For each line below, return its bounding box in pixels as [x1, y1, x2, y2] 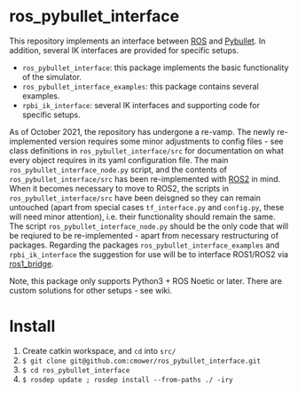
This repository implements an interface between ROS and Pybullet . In [9, 35, 266, 46]
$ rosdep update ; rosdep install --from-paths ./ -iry [21, 375, 233, 384]
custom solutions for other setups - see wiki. [9, 285, 173, 295]
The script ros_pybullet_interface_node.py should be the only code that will [9, 220, 289, 232]
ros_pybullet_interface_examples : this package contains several [21, 81, 259, 91]
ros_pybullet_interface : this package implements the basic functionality [21, 62, 289, 73]
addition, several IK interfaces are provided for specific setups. [9, 44, 239, 55]
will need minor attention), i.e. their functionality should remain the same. [9, 211, 276, 222]
